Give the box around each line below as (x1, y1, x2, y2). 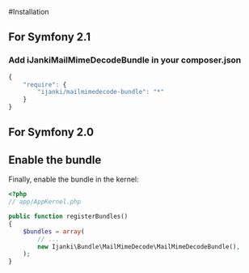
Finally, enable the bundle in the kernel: (8, 174, 139, 185)
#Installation (8, 7, 50, 16)
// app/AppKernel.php (8, 198, 82, 206)
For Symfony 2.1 (8, 30, 91, 44)
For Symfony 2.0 (8, 126, 95, 139)
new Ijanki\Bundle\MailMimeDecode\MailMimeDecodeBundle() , (37, 242, 241, 250)
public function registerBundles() (8, 212, 129, 221)
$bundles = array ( (23, 227, 85, 236)
